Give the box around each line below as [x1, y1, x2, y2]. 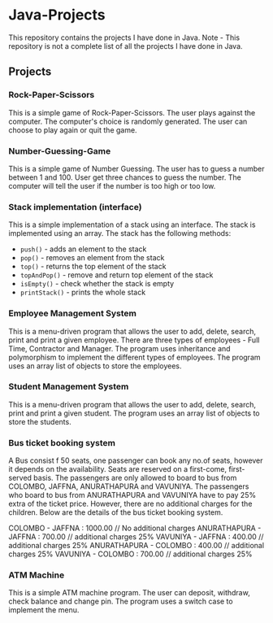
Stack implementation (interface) [8, 201, 142, 212]
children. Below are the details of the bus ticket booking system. [8, 508, 223, 517]
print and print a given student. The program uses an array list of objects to [8, 408, 260, 418]
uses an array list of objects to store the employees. [8, 360, 182, 371]
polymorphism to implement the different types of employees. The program [8, 352, 262, 362]
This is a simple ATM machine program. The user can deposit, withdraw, [8, 588, 250, 598]
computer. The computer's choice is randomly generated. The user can [8, 116, 248, 126]
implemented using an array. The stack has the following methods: [8, 229, 232, 238]
